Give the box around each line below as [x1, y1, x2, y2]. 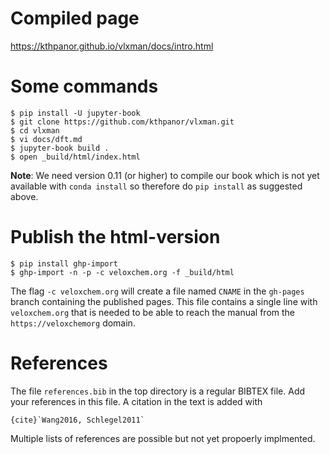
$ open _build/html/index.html [10, 152, 141, 162]
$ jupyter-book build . [10, 143, 110, 153]
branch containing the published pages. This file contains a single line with [10, 295, 318, 307]
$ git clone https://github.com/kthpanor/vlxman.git [10, 117, 235, 127]
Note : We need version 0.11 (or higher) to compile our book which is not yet [10, 169, 320, 181]
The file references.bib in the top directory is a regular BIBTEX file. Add [10, 385, 306, 397]
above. [10, 190, 39, 202]
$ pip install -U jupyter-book [10, 108, 141, 118]
